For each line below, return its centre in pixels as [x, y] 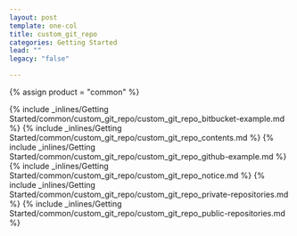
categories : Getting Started [63, 42]
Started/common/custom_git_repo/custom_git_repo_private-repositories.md [149, 194]
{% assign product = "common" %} [74, 92]
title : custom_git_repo [54, 34]
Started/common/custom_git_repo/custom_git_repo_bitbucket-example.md [147, 118]
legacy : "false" [39, 59]
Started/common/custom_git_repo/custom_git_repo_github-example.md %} [148, 156]
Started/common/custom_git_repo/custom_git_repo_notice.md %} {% [137, 175]
